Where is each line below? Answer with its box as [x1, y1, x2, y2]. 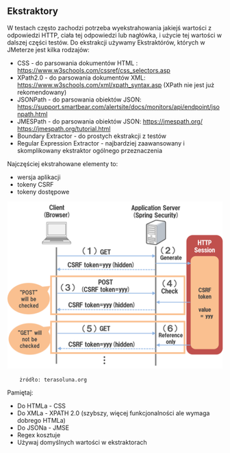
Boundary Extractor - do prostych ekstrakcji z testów [16, 132, 166, 140]
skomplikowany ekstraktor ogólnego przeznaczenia [16, 146, 163, 154]
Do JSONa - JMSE [16, 423, 70, 432]
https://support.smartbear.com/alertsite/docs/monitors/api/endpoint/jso [16, 102, 220, 111]
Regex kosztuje [16, 430, 61, 439]
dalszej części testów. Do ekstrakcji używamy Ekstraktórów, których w [7, 38, 205, 47]
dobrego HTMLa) [16, 416, 66, 424]
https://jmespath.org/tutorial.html [16, 124, 111, 132]
